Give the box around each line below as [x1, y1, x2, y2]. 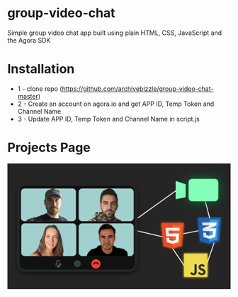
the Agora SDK [7, 36, 51, 44]
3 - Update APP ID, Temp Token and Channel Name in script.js [17, 114, 200, 123]
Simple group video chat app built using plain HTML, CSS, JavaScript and [7, 28, 222, 37]
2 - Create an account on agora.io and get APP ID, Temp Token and [17, 99, 215, 108]
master [17, 92, 39, 100]
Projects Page [7, 140, 91, 156]
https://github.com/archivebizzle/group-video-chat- [62, 84, 214, 93]
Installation [7, 61, 75, 77]
